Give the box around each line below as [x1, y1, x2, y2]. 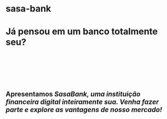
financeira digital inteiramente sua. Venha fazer [5, 97, 159, 106]
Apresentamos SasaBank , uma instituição [5, 89, 140, 98]
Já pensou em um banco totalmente [5, 26, 158, 37]
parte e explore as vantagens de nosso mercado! [5, 105, 162, 114]
